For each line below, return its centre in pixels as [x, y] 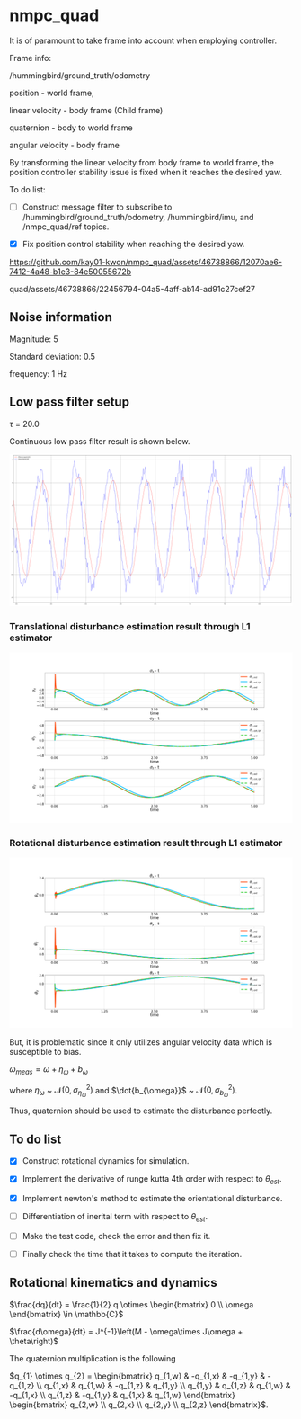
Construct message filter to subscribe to [97, 207]
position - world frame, [52, 93]
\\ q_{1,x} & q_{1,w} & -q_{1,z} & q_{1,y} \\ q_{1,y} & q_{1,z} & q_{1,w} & [164, 1385]
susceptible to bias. [45, 1051]
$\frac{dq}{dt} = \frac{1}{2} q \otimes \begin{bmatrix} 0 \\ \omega [132, 1304]
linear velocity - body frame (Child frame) [86, 110]
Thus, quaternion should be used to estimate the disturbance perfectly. [141, 1111]
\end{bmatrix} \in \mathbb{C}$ [66, 1314]
